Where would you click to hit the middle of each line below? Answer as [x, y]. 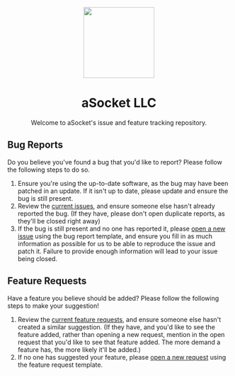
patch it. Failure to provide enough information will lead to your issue [117, 251]
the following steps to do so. [49, 170]
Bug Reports [35, 145]
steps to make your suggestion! [53, 306]
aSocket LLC [119, 103]
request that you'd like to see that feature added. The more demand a [119, 342]
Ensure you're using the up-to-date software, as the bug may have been [123, 183]
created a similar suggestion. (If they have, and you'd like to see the [116, 327]
